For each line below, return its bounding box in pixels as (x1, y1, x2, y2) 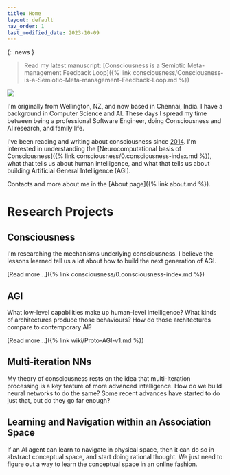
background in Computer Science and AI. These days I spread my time (7, 109, 207, 118)
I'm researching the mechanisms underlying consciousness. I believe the (7, 250, 214, 258)
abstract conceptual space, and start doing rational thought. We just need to (7, 452, 223, 461)
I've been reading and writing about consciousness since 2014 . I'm (7, 137, 196, 146)
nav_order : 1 (7, 23, 45, 30)
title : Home (7, 10, 41, 17)
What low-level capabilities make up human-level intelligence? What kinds (7, 309, 217, 317)
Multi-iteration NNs (7, 356, 92, 368)
